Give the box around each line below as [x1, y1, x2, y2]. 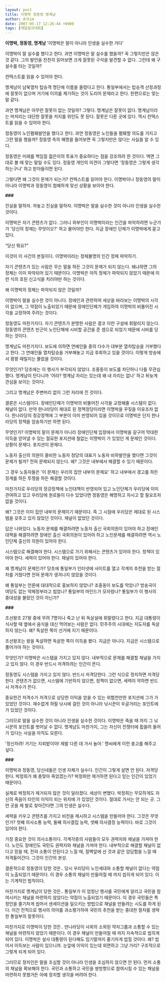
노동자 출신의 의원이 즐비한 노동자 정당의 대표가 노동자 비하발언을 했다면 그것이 [5, 452, 158, 458]
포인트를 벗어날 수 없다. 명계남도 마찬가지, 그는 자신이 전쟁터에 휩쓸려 [18, 724, 152, 730]
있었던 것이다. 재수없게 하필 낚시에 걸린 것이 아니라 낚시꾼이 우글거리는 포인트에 [5, 701, 159, 707]
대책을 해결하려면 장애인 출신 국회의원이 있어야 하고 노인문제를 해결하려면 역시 [5, 532, 156, 538]
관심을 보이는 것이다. [5, 379, 45, 385]
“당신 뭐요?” [5, 242, 29, 249]
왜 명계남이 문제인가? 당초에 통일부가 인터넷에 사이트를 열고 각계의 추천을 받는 [5, 565, 156, 571]
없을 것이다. [5, 498, 28, 504]
